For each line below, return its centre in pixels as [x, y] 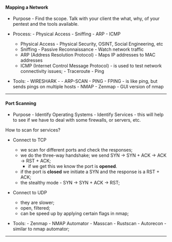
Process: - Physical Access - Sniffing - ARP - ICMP [67, 34]
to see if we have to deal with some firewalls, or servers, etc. [77, 120]
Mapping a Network [27, 7]
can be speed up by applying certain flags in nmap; [74, 214]
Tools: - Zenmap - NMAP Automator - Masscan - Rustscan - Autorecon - [89, 224]
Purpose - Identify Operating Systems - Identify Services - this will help [88, 115]
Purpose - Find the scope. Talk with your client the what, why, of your [86, 18]
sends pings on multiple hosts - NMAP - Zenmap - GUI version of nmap [88, 87]
